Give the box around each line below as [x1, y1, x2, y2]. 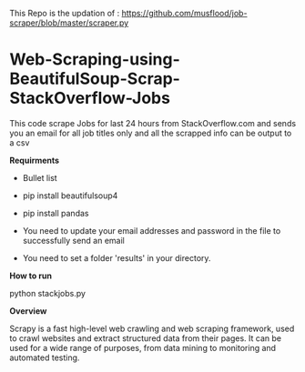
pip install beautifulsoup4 [22, 190, 118, 201]
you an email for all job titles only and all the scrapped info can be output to [9, 127, 292, 138]
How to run [9, 270, 53, 281]
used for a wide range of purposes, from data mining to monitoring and [9, 342, 276, 353]
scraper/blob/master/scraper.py [9, 17, 129, 28]
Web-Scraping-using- [9, 49, 180, 70]
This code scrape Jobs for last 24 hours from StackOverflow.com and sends [9, 117, 297, 128]
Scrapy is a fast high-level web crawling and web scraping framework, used [9, 323, 295, 334]
